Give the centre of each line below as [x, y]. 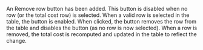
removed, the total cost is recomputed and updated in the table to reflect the [101, 34]
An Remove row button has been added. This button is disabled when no [97, 9]
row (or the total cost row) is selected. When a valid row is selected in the [98, 15]
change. [17, 41]
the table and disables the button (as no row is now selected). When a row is [102, 28]
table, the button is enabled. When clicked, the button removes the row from [101, 21]
